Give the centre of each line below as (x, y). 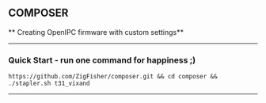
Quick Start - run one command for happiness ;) (102, 60)
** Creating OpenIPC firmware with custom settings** (96, 32)
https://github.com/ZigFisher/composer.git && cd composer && (113, 77)
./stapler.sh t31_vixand (49, 84)
